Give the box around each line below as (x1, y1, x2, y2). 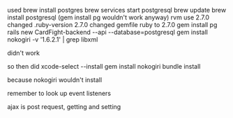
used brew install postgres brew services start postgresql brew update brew (7, 6, 227, 14)
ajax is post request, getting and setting (7, 103, 121, 110)
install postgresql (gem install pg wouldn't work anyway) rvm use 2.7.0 (7, 13, 210, 22)
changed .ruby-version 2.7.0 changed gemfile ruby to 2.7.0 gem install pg (7, 21, 218, 28)
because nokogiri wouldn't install (7, 76, 103, 84)
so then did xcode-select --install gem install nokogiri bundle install (7, 62, 201, 70)
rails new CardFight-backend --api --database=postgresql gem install (7, 28, 208, 36)
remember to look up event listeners (7, 90, 112, 97)
